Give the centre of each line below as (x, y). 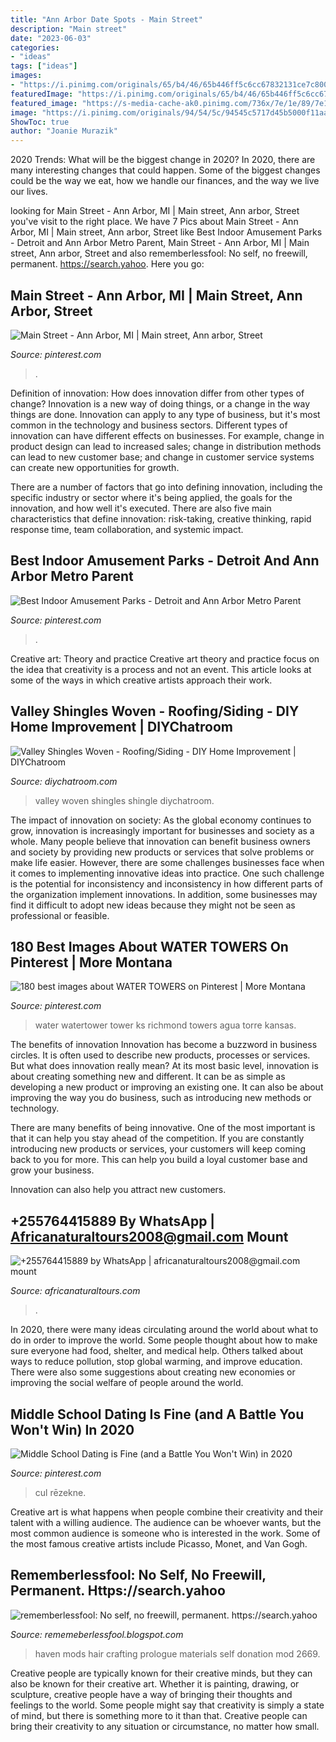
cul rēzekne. (60, 1492)
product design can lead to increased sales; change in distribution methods (166, 446)
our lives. (29, 192)
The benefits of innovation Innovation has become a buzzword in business (164, 1045)
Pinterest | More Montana (91, 962)
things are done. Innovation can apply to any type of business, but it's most (165, 414)
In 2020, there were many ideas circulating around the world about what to (164, 1330)
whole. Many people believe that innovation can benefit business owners (160, 841)
